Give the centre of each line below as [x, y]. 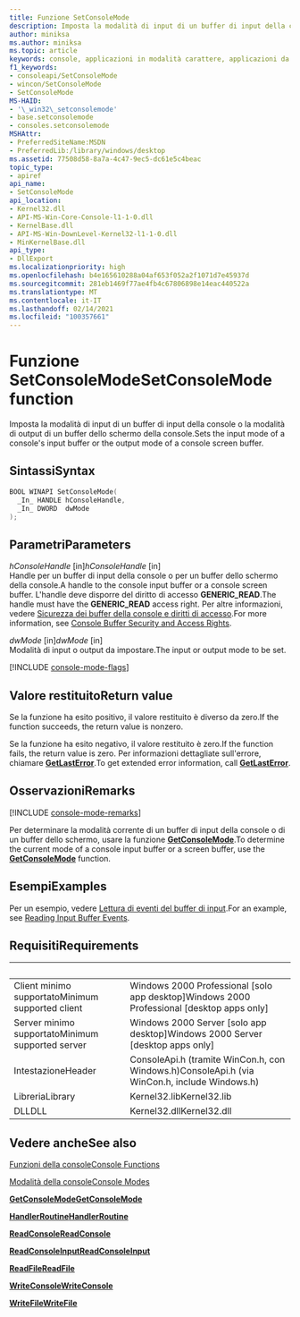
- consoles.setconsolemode [59, 126]
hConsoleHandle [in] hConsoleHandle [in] [85, 566]
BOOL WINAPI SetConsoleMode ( [63, 492]
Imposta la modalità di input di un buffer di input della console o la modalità [147, 424]
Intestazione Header [55, 1071]
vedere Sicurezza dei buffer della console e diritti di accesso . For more [138, 614]
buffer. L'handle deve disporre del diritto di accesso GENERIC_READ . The [143, 595]
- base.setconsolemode [51, 117]
